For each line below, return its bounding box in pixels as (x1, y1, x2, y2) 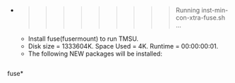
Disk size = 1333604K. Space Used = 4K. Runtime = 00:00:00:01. (28, 42, 219, 50)
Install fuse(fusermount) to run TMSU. (28, 34, 139, 43)
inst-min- (200, 6, 229, 14)
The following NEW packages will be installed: (28, 49, 162, 58)
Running (175, 6, 200, 14)
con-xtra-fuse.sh (175, 13, 226, 22)
